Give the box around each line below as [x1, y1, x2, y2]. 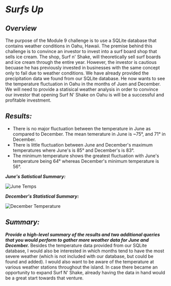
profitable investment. [5, 97, 52, 103]
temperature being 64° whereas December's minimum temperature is [12, 158, 159, 164]
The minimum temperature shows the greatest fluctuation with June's [12, 152, 159, 159]
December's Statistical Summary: [5, 193, 79, 199]
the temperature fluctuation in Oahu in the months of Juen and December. [5, 81, 161, 87]
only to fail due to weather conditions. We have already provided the [5, 70, 149, 76]
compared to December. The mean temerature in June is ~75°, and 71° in [12, 131, 166, 137]
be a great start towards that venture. [5, 275, 84, 281]
